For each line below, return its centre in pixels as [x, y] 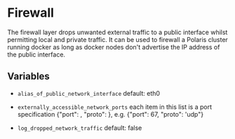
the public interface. [36, 54]
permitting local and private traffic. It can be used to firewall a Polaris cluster [117, 39]
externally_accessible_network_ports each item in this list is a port [115, 107]
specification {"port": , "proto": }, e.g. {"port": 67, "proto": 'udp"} [110, 114]
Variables [29, 76]
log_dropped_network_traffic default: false [80, 128]
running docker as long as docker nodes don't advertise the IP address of [114, 47]
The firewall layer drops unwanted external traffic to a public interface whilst [117, 32]
